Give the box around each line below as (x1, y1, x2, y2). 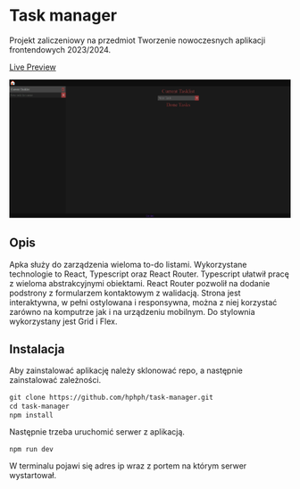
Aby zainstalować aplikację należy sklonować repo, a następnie (9, 365, 243, 376)
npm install (9, 411, 54, 420)
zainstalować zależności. (9, 375, 102, 385)
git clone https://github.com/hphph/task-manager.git (9, 394, 214, 402)
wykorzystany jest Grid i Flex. (9, 316, 118, 327)
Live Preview (9, 62, 56, 72)
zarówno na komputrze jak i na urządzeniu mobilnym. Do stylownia (9, 306, 256, 317)
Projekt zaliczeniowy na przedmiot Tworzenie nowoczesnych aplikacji (9, 35, 266, 46)
